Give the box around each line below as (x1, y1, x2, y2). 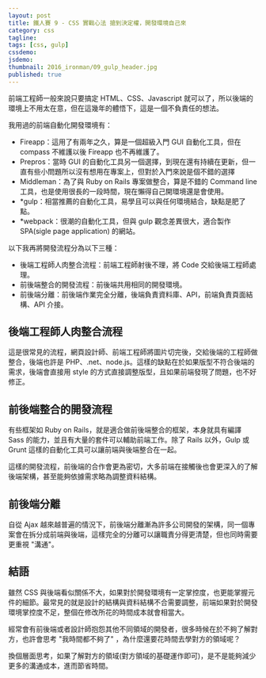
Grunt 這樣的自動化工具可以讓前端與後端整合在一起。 (8, 445, 181, 454)
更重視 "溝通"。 (8, 540, 59, 550)
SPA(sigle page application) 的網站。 (19, 226, 140, 236)
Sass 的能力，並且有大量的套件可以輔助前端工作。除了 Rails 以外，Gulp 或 (8, 435, 250, 445)
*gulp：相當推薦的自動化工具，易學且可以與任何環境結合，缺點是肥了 (19, 196, 246, 206)
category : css (8, 26, 55, 34)
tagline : (8, 33, 37, 42)
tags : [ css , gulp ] (8, 41, 69, 49)
